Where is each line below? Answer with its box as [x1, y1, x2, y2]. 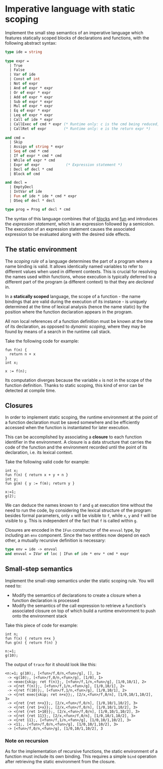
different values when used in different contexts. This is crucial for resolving [5, 268, 157, 274]
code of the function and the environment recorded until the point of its [5, 444, 147, 450]
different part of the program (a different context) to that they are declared [5, 279, 154, 284]
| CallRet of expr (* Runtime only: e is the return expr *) [9, 126, 151, 131]
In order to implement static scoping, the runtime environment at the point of [5, 414, 158, 420]
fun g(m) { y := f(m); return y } [5, 481, 75, 486]
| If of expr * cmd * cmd [9, 153, 62, 158]
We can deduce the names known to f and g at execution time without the [5, 502, 153, 508]
